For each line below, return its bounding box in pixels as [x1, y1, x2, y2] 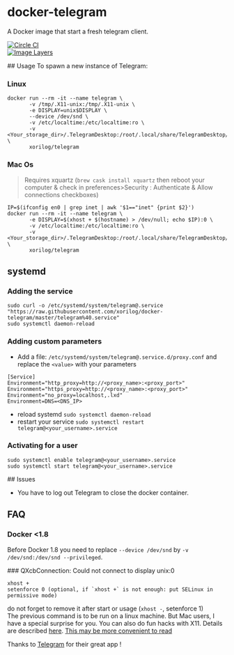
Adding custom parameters [7, 337, 102, 346]
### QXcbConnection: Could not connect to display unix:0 [7, 566, 175, 575]
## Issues [7, 475, 36, 483]
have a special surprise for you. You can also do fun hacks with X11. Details [7, 619, 223, 627]
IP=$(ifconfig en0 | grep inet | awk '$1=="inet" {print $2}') [7, 203, 195, 211]
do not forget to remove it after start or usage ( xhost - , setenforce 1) [7, 604, 204, 612]
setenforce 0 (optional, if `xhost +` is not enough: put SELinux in [7, 586, 214, 593]
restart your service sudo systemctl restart [17, 417, 145, 426]
